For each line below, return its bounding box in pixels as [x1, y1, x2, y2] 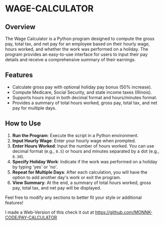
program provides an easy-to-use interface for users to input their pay [5, 51, 148, 57]
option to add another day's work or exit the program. [12, 174, 122, 180]
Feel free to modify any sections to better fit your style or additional [5, 194, 142, 200]
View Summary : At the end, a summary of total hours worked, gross [12, 180, 151, 186]
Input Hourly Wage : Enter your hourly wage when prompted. [12, 138, 136, 144]
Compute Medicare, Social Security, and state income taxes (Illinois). [12, 89, 152, 95]
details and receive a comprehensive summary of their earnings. [5, 57, 136, 62]
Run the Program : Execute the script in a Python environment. [12, 132, 139, 138]
